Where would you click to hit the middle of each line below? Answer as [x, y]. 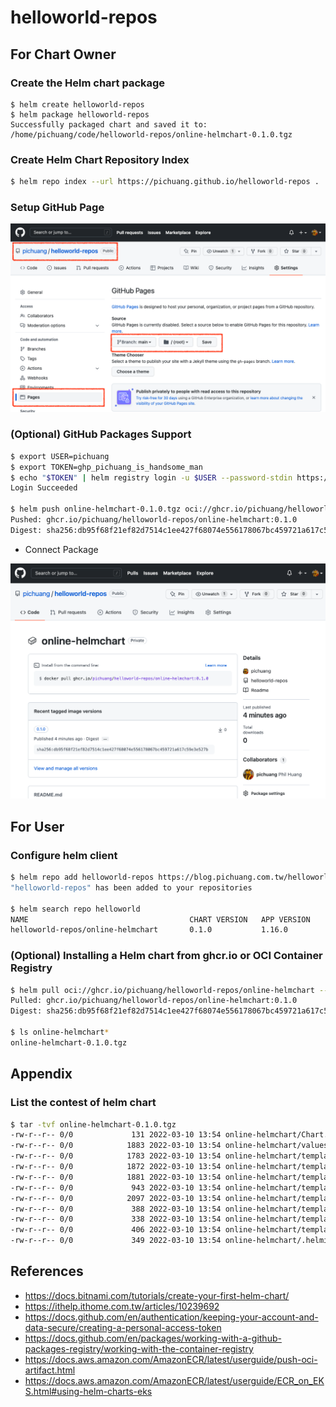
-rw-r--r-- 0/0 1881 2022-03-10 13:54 [116, 1177]
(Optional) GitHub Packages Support [101, 434]
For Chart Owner [63, 54]
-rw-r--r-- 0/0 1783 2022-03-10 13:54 [116, 1156]
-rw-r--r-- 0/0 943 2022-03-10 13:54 [116, 1187]
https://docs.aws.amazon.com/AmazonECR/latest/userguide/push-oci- [171, 1359]
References [47, 1271]
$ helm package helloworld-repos [80, 114]
